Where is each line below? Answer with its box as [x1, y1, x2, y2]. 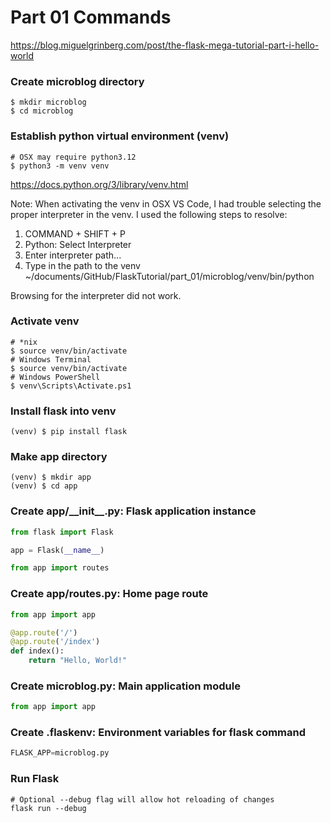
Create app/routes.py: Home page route [10, 587, 209, 601]
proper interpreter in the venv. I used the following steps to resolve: [10, 208, 288, 220]
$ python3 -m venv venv [10, 161, 110, 171]
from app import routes [10, 563, 110, 573]
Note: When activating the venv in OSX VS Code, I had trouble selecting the [10, 197, 322, 210]
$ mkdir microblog [10, 97, 87, 108]
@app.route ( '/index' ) [10, 637, 101, 647]
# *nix [10, 337, 38, 347]
